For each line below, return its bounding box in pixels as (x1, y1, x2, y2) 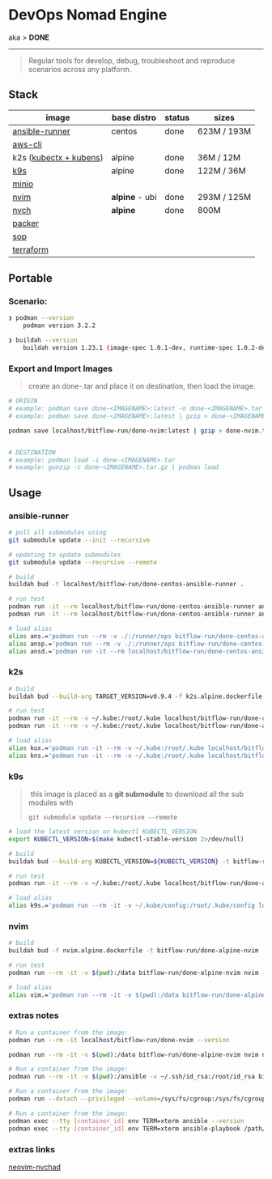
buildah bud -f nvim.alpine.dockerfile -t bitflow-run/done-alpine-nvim (8, 947, 259, 955)
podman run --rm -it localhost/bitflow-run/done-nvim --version (8, 1036, 230, 1044)
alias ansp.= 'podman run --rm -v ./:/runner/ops (8, 640, 176, 648)
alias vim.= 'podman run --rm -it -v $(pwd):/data (8, 990, 180, 999)
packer (12, 217, 39, 228)
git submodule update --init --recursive (8, 536, 151, 544)
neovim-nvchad (8, 1162, 61, 1172)
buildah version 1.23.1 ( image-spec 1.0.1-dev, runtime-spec (23, 344, 233, 352)
